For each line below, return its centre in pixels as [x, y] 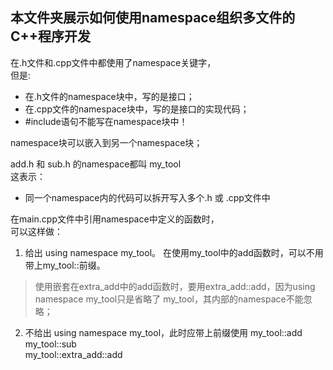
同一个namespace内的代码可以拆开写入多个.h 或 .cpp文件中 [147, 197]
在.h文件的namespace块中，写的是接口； [109, 96]
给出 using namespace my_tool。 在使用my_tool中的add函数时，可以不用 [174, 252]
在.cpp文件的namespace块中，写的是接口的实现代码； [137, 109]
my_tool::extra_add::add [73, 354]
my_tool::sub [50, 344]
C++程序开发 [51, 36]
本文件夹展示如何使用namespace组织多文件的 [153, 18]
